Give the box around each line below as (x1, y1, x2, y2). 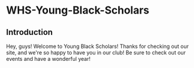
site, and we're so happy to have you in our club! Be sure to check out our (6, 49, 186, 56)
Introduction (6, 27, 53, 37)
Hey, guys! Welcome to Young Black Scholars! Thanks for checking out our (6, 43, 189, 50)
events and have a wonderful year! (6, 56, 90, 62)
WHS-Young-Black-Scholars (6, 4, 150, 17)
